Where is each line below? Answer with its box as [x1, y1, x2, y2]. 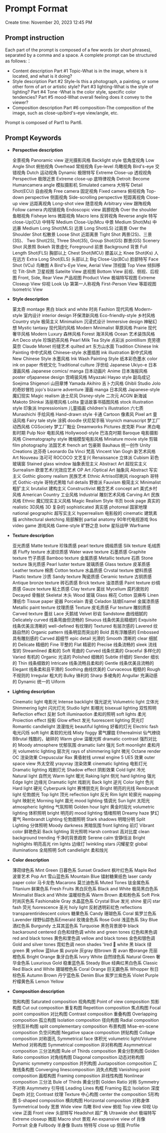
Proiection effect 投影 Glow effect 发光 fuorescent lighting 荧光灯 [12, 717, 144, 723]
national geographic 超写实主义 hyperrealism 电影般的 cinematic [12, 510, 143, 516]
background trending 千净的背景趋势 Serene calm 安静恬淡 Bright [12, 834, 146, 841]
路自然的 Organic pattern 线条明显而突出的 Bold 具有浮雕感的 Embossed [12, 629, 159, 635]
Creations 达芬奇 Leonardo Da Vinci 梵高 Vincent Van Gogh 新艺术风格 [12, 448, 156, 454]
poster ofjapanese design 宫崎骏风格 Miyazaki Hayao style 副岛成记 [12, 374, 151, 380]
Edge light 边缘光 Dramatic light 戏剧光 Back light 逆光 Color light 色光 [12, 779, 154, 785]
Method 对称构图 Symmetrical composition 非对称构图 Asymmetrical [12, 1042, 152, 1047]
